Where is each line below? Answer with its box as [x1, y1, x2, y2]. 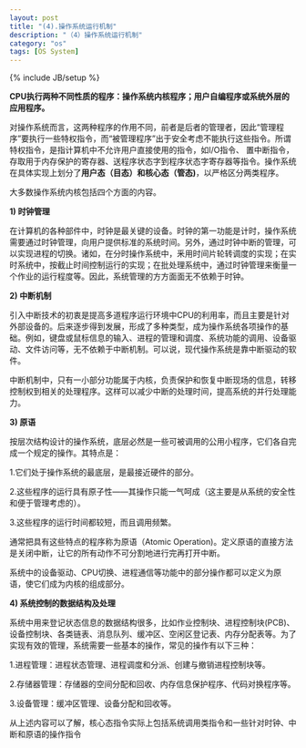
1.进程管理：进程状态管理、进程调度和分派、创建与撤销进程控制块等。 [9, 660, 270, 671]
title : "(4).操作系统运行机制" [9, 22, 117, 31]
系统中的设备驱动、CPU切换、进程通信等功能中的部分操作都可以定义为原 [9, 567, 282, 579]
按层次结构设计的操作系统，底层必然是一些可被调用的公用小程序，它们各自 [9, 436, 289, 447]
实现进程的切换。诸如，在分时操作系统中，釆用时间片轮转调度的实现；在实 [16, 248, 297, 260]
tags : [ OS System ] [9, 47, 79, 56]
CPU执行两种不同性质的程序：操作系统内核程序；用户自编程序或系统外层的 [9, 91, 290, 102]
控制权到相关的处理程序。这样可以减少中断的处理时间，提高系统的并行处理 [9, 386, 289, 397]
